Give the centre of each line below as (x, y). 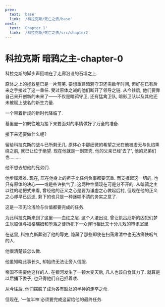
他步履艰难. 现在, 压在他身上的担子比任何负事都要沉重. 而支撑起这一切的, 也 (82, 178)
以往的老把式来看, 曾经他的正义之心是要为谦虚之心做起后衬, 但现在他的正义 (81, 190)
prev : (11, 10)
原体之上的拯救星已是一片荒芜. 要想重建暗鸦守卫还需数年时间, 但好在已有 (79, 84)
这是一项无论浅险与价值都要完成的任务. (45, 207)
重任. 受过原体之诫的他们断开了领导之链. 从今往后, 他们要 (98, 90)
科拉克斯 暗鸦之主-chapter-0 (64, 59)
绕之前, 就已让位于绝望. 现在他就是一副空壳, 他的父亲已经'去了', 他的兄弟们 (81, 151)
